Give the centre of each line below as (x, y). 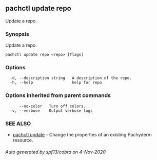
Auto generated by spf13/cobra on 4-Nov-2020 (56, 152)
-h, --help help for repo (56, 83)
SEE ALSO (18, 124)
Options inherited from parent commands (58, 95)
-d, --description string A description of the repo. (71, 78)
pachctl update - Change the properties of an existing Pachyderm (82, 135)
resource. (23, 140)
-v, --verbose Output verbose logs (52, 111)
